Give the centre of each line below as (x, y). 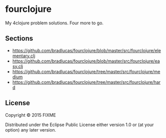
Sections (19, 38)
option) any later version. (30, 130)
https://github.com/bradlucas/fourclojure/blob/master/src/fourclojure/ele (86, 50)
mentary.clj (24, 56)
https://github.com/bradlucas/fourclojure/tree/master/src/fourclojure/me (86, 71)
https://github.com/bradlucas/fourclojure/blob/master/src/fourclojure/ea (86, 61)
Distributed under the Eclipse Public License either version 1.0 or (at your (80, 125)
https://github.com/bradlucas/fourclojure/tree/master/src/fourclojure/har (86, 82)
